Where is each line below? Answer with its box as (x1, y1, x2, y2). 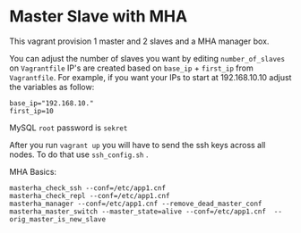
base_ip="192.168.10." (9, 98, 94, 108)
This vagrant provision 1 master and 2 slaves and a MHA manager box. (9, 36, 270, 46)
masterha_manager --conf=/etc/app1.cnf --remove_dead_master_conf (9, 199, 262, 208)
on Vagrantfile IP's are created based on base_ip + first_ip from (9, 62, 254, 73)
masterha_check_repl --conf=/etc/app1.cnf (9, 191, 170, 200)
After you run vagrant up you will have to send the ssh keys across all (9, 139, 266, 150)
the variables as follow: (9, 81, 95, 92)
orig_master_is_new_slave (9, 214, 106, 224)
